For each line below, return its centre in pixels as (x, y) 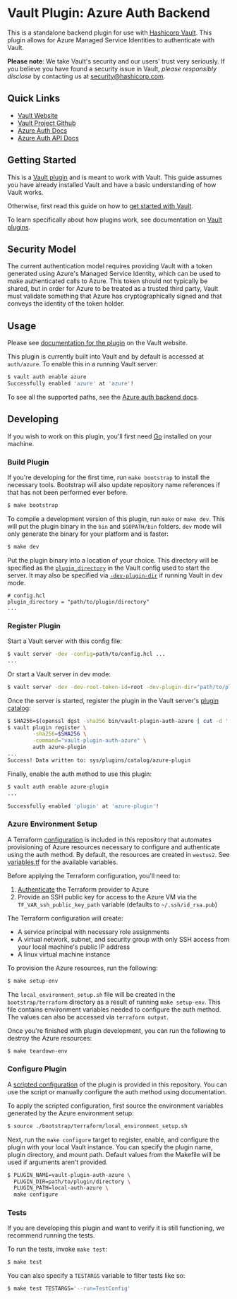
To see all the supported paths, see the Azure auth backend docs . (103, 397)
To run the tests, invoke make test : (57, 1249)
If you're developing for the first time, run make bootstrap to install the (109, 477)
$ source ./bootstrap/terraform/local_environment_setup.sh (98, 1126)
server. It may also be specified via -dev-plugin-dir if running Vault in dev (115, 575)
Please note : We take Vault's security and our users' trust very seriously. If (116, 61)
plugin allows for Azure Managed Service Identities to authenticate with (111, 40)
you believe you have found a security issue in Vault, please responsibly (112, 68)
